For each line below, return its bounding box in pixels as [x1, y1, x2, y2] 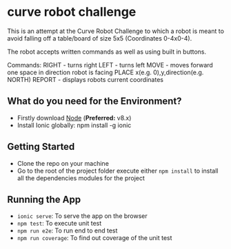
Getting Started [7, 141, 75, 153]
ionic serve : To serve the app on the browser [17, 212, 148, 220]
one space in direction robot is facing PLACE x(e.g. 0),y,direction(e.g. [7, 68, 204, 76]
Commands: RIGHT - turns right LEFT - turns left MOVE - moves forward [7, 61, 214, 69]
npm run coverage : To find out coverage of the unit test [17, 234, 172, 242]
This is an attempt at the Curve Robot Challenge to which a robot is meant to [7, 27, 224, 35]
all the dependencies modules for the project [17, 173, 145, 182]
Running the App [7, 193, 81, 205]
